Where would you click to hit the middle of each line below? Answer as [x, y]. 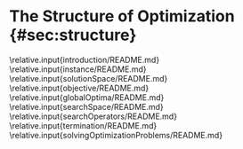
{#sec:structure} [73, 35]
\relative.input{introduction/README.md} [85, 59]
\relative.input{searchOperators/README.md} [93, 116]
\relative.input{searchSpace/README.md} [87, 106]
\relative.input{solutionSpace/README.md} [89, 78]
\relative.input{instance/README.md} [78, 69]
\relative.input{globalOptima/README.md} [87, 97]
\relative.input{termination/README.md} [83, 125]
